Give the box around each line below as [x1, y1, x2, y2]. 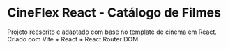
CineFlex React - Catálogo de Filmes [7, 5, 222, 21]
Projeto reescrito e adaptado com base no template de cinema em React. [7, 28, 218, 36]
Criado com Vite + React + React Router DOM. [7, 35, 141, 43]
